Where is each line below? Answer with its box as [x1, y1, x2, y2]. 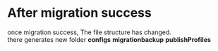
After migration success [7, 5, 152, 21]
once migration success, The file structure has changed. [7, 28, 171, 36]
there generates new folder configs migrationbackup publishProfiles [7, 35, 212, 43]
